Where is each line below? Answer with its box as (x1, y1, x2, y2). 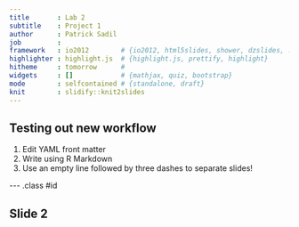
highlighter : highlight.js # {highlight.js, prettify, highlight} (9, 54, 269, 63)
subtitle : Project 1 (9, 21, 101, 30)
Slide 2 (9, 206, 49, 221)
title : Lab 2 (9, 12, 86, 22)
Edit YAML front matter (21, 144, 107, 155)
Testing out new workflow (9, 120, 158, 135)
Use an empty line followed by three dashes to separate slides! (21, 163, 254, 174)
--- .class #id (9, 180, 58, 191)
